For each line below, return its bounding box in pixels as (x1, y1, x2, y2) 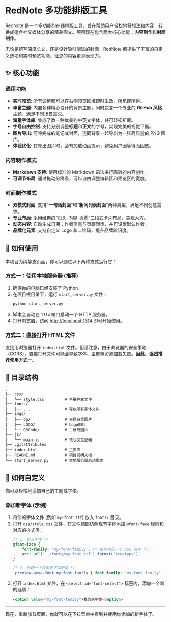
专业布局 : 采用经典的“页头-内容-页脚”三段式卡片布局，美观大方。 (12, 215, 149, 221)
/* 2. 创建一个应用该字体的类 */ (12, 565, 75, 571)
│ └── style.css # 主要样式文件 (5, 397, 92, 402)
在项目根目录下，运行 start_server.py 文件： (12, 291, 108, 297)
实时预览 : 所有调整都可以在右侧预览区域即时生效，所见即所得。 (12, 98, 145, 104)
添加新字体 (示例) (5, 502, 47, 509)
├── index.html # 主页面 (5, 447, 81, 453)
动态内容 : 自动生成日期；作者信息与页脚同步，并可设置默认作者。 (12, 221, 149, 227)
